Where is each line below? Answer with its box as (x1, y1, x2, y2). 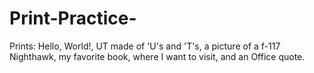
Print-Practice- (9, 7, 137, 30)
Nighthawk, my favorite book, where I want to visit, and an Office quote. (9, 50, 306, 62)
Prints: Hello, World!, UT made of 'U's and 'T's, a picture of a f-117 (9, 40, 281, 52)
